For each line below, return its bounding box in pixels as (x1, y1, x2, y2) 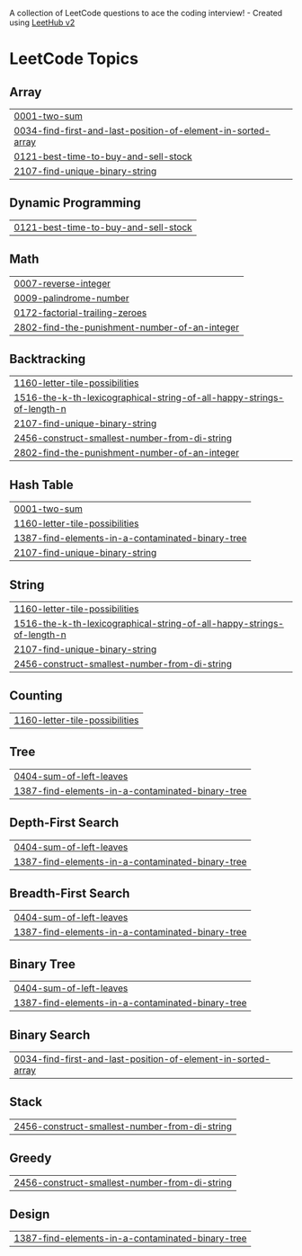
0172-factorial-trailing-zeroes (13, 306, 147, 318)
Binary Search (9, 1027, 91, 1042)
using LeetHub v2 (9, 17, 75, 28)
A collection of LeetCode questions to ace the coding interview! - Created (9, 8, 283, 18)
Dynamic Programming (9, 195, 141, 210)
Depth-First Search (9, 815, 120, 831)
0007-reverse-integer (13, 277, 111, 290)
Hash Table (9, 477, 74, 493)
